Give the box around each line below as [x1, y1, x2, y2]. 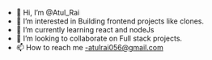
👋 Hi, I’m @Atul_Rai [15, 8, 80, 17]
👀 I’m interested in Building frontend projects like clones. [15, 16, 205, 26]
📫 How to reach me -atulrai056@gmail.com [15, 43, 163, 52]
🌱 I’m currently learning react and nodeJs [15, 25, 155, 34]
